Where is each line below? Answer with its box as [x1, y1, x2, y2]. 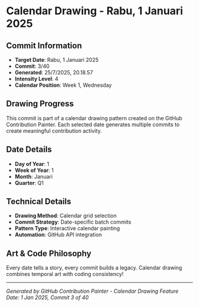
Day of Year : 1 [14, 160, 49, 167]
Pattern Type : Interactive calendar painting [14, 225, 120, 232]
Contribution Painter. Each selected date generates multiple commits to [6, 121, 180, 128]
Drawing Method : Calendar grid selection [14, 212, 117, 220]
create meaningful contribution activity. [6, 127, 102, 134]
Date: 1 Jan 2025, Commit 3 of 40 [6, 294, 89, 301]
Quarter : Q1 [14, 179, 44, 186]
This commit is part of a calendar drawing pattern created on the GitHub [6, 114, 182, 121]
